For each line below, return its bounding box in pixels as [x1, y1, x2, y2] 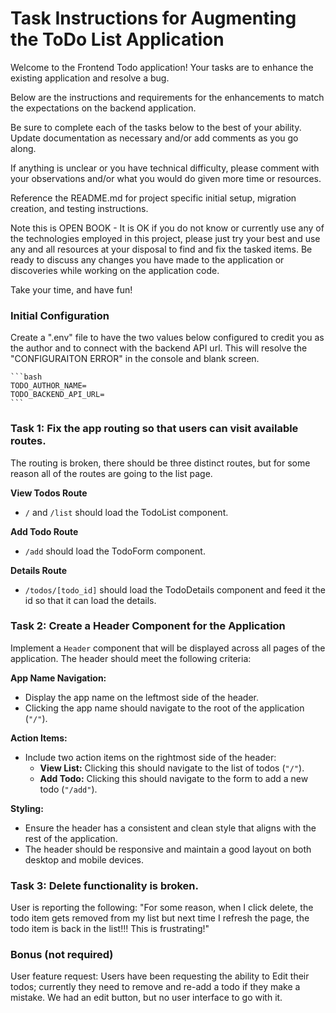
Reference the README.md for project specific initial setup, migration [10, 192, 297, 204]
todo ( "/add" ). [39, 783, 98, 795]
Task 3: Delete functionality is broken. [10, 878, 200, 892]
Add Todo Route [10, 525, 79, 537]
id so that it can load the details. [24, 594, 157, 606]
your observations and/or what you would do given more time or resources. [10, 172, 322, 184]
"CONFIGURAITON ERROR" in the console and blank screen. [10, 353, 260, 365]
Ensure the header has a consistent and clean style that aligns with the [24, 822, 317, 834]
